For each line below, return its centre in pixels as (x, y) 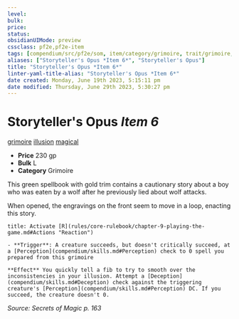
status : (19, 34)
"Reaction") (76, 233)
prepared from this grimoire (51, 258)
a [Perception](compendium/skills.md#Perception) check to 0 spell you (116, 251)
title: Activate (31, 226)
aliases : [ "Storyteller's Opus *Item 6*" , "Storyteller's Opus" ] (106, 61)
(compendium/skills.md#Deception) (59, 283)
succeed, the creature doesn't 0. (59, 295)
